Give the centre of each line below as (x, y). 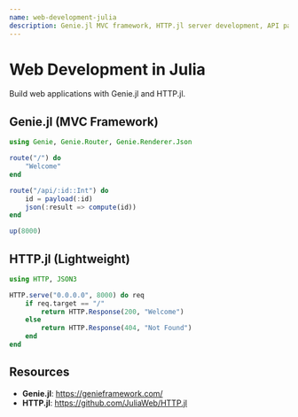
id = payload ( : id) (59, 199)
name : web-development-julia (63, 17)
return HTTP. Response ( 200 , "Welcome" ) (113, 312)
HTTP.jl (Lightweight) (70, 259)
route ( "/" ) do (35, 158)
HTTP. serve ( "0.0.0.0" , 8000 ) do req (77, 295)
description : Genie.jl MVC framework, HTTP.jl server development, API (144, 26)
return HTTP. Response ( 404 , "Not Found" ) (117, 328)
